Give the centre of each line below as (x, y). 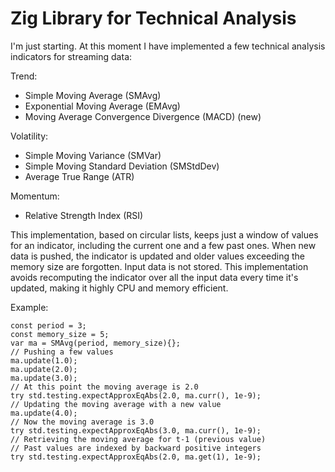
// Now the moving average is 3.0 (82, 422)
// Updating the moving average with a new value (116, 404)
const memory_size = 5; (60, 334)
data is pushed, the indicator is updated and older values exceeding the (158, 256)
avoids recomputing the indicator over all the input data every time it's (154, 277)
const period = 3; (48, 325)
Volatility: (29, 136)
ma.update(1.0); (44, 360)
